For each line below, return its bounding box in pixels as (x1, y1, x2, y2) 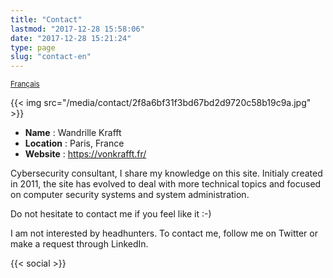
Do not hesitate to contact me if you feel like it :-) (10, 208, 212, 220)
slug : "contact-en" (10, 52, 92, 62)
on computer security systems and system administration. (10, 189, 250, 201)
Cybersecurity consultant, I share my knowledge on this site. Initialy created (10, 167, 323, 180)
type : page (10, 42, 56, 53)
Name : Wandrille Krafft (24, 127, 122, 139)
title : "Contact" (10, 14, 83, 25)
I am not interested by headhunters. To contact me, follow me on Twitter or (10, 227, 318, 240)
